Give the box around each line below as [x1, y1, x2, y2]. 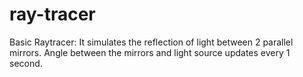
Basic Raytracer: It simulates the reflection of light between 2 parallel [9, 36, 294, 48]
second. [9, 57, 43, 69]
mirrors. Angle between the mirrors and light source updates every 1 [9, 46, 291, 58]
